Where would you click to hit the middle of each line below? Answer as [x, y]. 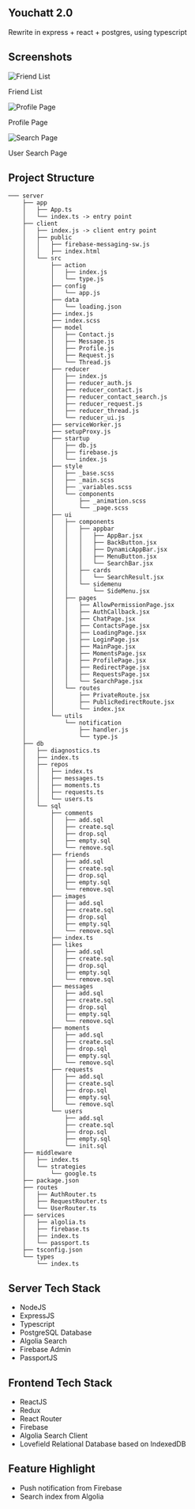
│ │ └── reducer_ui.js [74, 418]
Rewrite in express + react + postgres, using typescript [97, 32]
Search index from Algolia [62, 1496]
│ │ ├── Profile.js [68, 349]
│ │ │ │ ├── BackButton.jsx [90, 543]
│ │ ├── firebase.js [70, 453]
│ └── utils [52, 716]
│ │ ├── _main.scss [68, 480]
